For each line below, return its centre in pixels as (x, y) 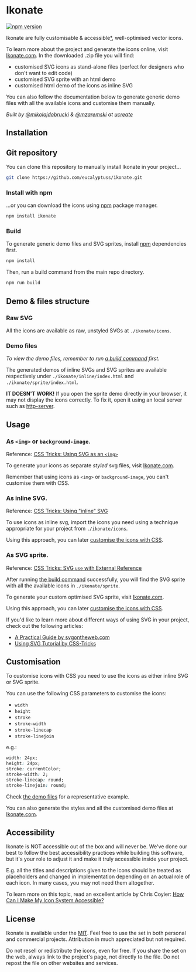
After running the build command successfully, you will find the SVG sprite (96, 579)
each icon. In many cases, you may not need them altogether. (80, 883)
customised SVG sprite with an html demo (65, 79)
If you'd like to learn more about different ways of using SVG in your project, (98, 620)
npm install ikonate (31, 216)
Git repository (32, 153)
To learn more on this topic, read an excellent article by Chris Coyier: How (95, 894)
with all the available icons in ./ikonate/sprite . (63, 585)
